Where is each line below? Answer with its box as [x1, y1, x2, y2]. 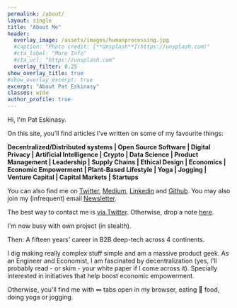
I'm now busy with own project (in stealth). [7, 222, 132, 230]
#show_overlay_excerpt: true [7, 76, 93, 84]
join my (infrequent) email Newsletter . [7, 194, 117, 203]
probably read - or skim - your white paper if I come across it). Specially [7, 264, 218, 273]
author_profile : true [7, 96, 71, 103]
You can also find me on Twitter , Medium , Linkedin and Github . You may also [7, 187, 231, 195]
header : [7, 30, 30, 38]
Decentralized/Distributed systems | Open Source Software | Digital [7, 143, 211, 151]
